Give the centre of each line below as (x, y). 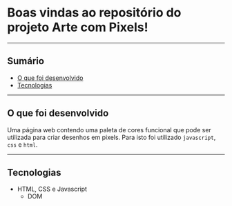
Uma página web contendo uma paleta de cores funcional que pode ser (109, 130)
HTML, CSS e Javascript (52, 189)
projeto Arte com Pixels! (78, 27)
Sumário (26, 61)
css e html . (22, 144)
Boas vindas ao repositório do (94, 13)
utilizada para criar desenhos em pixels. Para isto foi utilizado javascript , (112, 137)
